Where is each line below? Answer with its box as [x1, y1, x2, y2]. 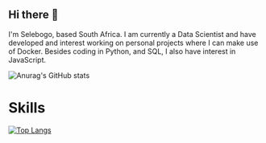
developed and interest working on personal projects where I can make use [8, 38, 259, 47]
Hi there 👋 [8, 8, 59, 22]
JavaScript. [8, 55, 47, 64]
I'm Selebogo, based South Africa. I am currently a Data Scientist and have [8, 29, 256, 39]
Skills [8, 99, 46, 116]
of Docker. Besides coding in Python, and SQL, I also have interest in [8, 46, 236, 56]
